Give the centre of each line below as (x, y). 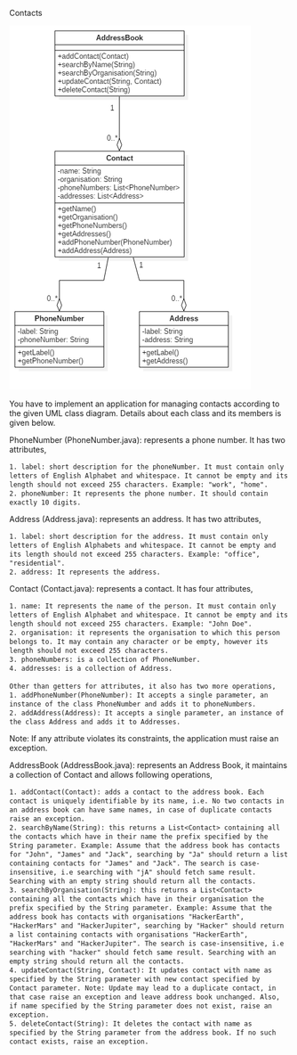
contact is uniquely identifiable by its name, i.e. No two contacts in (147, 801)
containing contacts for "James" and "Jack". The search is (123, 863)
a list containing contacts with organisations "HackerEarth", (129, 935)
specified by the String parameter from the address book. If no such (143, 1033)
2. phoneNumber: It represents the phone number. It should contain (139, 494)
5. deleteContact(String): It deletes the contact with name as (131, 1024)
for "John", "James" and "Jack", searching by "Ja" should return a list (149, 855)
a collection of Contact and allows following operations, (111, 775)
